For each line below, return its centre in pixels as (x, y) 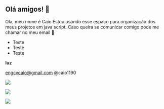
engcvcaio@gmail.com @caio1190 (41, 72)
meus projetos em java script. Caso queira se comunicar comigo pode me (82, 27)
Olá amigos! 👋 (27, 9)
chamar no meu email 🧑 (30, 32)
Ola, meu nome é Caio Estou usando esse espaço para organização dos (80, 21)
